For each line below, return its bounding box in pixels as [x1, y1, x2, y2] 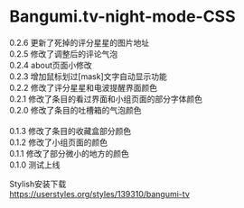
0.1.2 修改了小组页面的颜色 [9, 137, 108, 148]
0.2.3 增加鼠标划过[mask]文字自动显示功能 [9, 70, 167, 82]
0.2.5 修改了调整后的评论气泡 [9, 48, 118, 59]
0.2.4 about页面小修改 [9, 59, 92, 70]
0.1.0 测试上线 [9, 159, 61, 170]
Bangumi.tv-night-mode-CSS [9, 6, 237, 27]
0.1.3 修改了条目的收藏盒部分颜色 [9, 125, 132, 136]
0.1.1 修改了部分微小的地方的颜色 [9, 148, 129, 158]
